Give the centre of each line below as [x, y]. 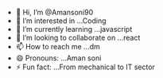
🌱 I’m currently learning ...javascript [74, 29]
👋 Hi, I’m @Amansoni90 [54, 12]
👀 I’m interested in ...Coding [61, 21]
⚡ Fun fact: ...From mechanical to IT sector [85, 67]
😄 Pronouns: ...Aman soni [58, 58]
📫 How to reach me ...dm [58, 47]
